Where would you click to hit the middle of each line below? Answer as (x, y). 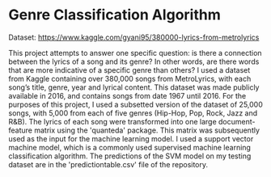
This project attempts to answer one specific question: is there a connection (135, 53)
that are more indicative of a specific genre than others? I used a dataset (129, 70)
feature (20, 130)
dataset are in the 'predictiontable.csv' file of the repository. (108, 164)
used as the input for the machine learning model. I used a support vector (131, 138)
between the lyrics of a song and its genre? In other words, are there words (134, 61)
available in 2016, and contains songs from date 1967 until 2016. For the (127, 95)
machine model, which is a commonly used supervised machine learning (129, 147)
